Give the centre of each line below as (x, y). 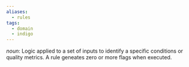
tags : (13, 23)
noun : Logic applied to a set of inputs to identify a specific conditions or (95, 51)
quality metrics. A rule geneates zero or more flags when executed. (89, 57)
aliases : (17, 12)
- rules (21, 17)
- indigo (22, 34)
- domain (22, 28)
